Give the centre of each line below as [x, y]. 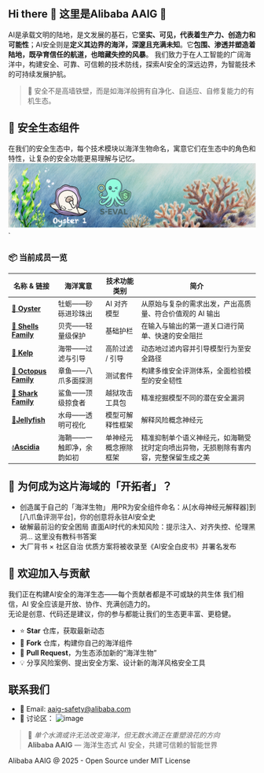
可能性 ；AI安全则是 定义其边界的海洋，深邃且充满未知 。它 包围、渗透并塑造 [128, 44]
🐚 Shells [25, 326]
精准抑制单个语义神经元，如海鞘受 [196, 437]
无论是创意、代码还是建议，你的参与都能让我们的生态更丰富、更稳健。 [122, 614]
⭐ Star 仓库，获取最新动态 [62, 630]
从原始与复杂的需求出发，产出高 [193, 303]
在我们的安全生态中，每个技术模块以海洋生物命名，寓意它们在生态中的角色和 [132, 148]
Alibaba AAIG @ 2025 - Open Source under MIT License [99, 761]
